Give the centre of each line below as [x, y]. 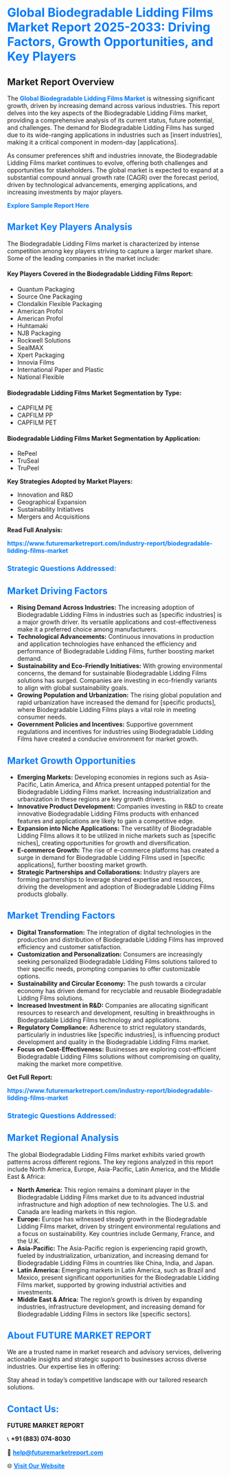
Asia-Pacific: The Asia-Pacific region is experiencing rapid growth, [112, 1248]
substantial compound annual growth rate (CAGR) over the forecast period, [113, 177]
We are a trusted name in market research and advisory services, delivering [114, 1352]
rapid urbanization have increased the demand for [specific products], [116, 702]
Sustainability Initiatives [50, 510]
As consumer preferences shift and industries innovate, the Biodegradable [112, 155]
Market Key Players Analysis [70, 227]
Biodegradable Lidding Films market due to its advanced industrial [111, 1197]
